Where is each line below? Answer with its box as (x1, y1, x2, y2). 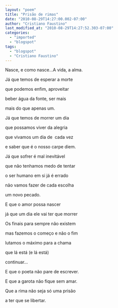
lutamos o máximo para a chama (5, 240, 72, 246)
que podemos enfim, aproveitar (5, 86, 69, 92)
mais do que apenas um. (5, 105, 55, 112)
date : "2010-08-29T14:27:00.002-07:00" (5, 16, 87, 21)
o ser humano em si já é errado (5, 173, 69, 179)
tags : (5, 44, 16, 49)
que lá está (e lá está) (5, 249, 49, 255)
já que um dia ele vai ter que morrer (5, 211, 78, 217)
